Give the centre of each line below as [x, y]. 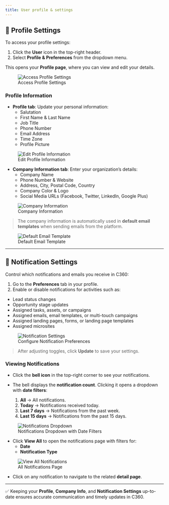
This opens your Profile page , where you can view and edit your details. [80, 67]
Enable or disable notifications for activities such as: [66, 289]
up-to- [149, 491]
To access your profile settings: [38, 42]
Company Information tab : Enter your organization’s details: [75, 169]
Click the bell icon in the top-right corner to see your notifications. [81, 375]
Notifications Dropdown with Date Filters [60, 431]
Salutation [30, 112]
